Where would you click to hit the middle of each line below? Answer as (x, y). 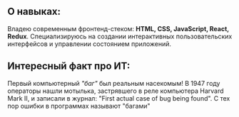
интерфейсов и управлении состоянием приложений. (90, 44)
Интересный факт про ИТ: (69, 66)
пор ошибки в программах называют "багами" (79, 106)
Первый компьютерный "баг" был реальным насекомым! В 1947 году (114, 83)
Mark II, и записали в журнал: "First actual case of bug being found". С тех (119, 98)
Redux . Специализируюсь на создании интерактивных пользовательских (120, 36)
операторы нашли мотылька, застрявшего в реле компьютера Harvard (116, 91)
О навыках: (34, 12)
